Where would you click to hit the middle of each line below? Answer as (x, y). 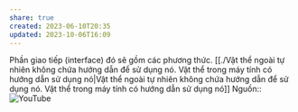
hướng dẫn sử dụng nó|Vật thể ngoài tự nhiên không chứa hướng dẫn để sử (149, 79)
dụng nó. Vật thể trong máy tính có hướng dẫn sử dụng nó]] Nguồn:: (135, 89)
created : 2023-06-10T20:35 (60, 26)
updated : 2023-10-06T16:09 (60, 34)
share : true (32, 18)
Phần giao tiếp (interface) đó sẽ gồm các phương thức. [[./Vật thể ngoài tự (147, 61)
